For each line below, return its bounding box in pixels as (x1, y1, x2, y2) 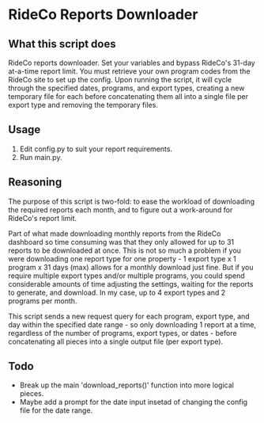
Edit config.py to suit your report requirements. (19, 144, 172, 154)
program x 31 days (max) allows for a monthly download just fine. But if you (8, 262, 254, 272)
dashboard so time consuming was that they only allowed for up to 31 (8, 237, 235, 246)
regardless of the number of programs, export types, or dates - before (8, 328, 237, 337)
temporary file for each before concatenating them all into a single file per (8, 92, 249, 101)
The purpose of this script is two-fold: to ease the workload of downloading (8, 196, 255, 206)
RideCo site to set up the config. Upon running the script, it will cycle (8, 75, 232, 84)
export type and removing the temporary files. (8, 101, 158, 109)
